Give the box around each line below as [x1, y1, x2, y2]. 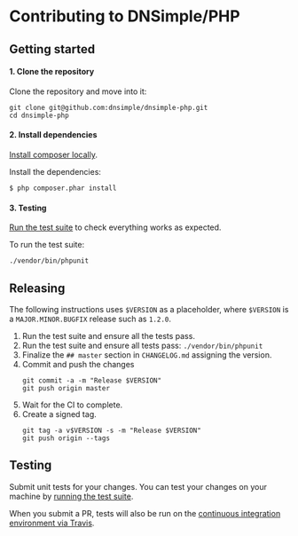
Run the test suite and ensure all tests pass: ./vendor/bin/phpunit [21, 340, 263, 351]
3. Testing [9, 202, 47, 213]
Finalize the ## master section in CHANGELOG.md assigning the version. [21, 350, 272, 360]
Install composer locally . [9, 149, 98, 160]
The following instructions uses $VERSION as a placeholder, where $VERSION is [9, 304, 289, 314]
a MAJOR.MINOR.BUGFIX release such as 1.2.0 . [9, 313, 171, 324]
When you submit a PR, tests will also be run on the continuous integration [9, 508, 281, 518]
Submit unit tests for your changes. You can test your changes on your [9, 481, 268, 492]
